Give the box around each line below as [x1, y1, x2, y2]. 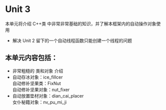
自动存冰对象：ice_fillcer [12, 74, 63, 80]
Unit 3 [5, 3, 31, 15]
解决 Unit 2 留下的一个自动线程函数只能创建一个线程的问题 [12, 37, 132, 43]
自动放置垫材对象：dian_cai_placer [12, 92, 84, 98]
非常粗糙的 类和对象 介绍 [12, 67, 63, 73]
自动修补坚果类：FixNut [12, 80, 61, 86]
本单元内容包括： [5, 53, 58, 62]
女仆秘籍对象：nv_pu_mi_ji [12, 99, 67, 105]
